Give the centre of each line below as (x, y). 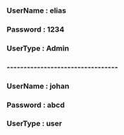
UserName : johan (38, 86)
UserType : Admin (38, 48)
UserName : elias (36, 11)
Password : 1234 (36, 29)
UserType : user (35, 124)
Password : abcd (36, 105)
